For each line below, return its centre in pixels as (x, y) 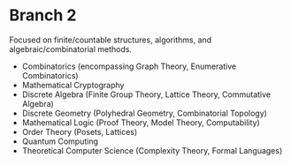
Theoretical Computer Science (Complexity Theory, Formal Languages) (152, 150)
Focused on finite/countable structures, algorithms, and (111, 40)
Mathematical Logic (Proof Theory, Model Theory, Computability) (141, 122)
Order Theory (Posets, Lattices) (80, 131)
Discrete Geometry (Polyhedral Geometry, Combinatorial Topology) (145, 113)
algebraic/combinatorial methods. (71, 49)
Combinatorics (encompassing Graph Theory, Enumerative (129, 66)
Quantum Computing (60, 141)
